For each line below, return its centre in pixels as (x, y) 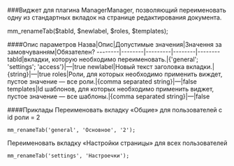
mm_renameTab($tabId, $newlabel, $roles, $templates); (88, 31)
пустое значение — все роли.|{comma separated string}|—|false (102, 82)
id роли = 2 (24, 117)
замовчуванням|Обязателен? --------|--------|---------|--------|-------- (114, 52)
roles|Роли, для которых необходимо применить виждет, (137, 74)
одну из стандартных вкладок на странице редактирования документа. (115, 17)
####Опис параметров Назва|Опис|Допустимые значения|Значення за (115, 44)
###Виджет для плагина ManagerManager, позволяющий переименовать (117, 10)
